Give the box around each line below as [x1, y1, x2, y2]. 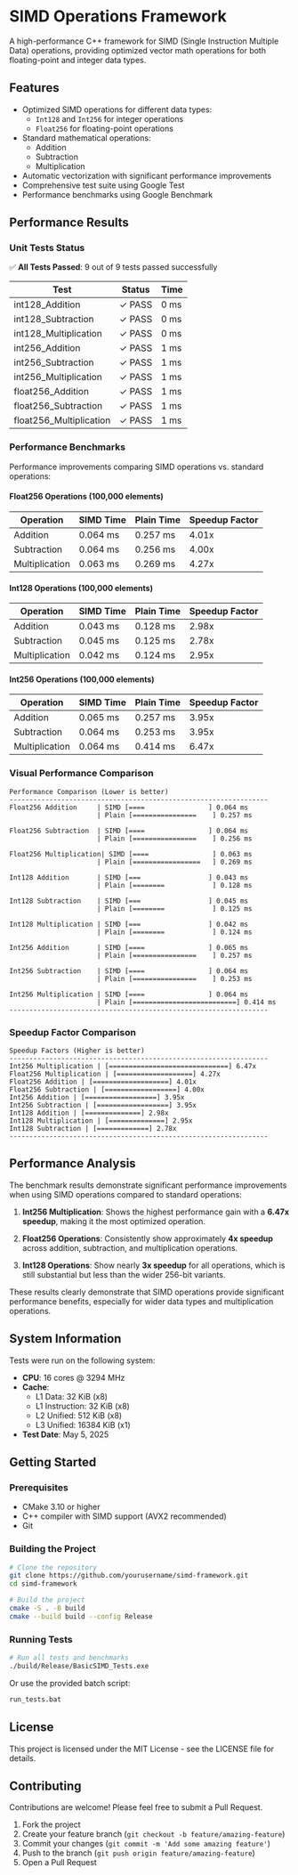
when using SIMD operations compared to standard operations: [9, 1189, 242, 1199]
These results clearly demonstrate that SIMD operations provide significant [9, 1287, 285, 1297]
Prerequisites [9, 1481, 68, 1493]
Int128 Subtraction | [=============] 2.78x [9, 1124, 177, 1132]
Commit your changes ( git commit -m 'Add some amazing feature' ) [21, 1838, 271, 1849]
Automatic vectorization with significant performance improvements [21, 170, 272, 181]
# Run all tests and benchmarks [9, 1653, 129, 1662]
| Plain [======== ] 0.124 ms [96, 928, 253, 937]
